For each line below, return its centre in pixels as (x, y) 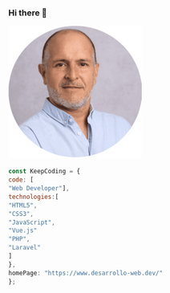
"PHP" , (19, 239)
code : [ (21, 180)
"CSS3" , (21, 214)
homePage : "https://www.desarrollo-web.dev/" (85, 273)
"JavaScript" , (32, 222)
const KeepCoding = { (45, 172)
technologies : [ (34, 197)
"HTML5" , (23, 205)
